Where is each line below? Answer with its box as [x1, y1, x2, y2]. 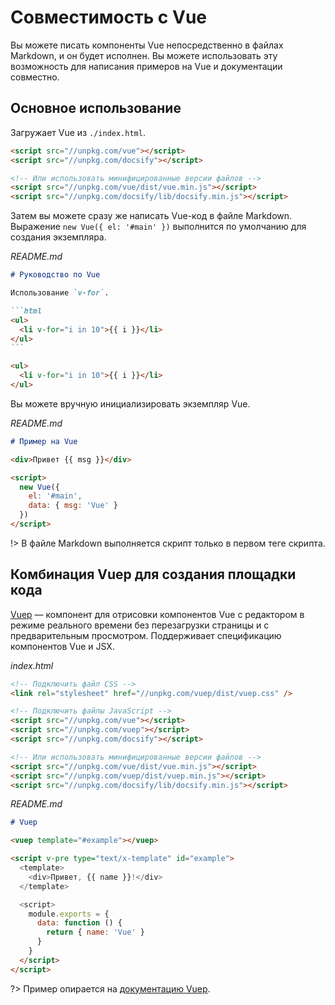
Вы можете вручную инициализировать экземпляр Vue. [10, 397, 251, 410]
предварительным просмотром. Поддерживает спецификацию [10, 629, 282, 641]
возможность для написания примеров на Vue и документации [10, 60, 283, 72]
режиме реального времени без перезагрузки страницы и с [10, 619, 270, 631]
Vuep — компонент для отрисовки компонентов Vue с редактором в [10, 608, 305, 620]
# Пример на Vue [10, 436, 78, 446]
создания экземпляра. [10, 231, 107, 243]
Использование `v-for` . [10, 288, 110, 298]
